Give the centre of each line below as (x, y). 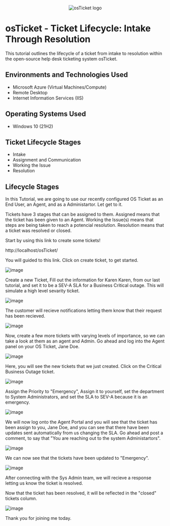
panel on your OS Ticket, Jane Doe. (42, 347)
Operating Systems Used (46, 114)
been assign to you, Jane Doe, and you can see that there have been (77, 428)
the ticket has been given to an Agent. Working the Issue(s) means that (79, 220)
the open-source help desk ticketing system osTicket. (61, 59)
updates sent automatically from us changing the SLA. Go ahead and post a (84, 433)
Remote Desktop (30, 92)
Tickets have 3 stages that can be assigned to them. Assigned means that (82, 215)
